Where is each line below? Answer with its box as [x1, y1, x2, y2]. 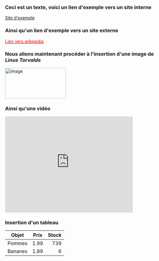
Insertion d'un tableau [5, 219, 59, 226]
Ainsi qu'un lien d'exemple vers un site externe [5, 27, 119, 34]
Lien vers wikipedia [5, 38, 44, 44]
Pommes [7, 240, 28, 247]
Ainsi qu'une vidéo [5, 105, 51, 112]
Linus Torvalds [5, 57, 41, 63]
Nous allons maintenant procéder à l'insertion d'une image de [5, 50, 154, 57]
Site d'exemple [5, 15, 35, 21]
